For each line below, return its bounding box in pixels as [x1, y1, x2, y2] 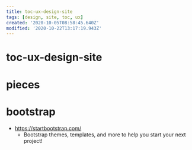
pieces [6, 78, 40, 91]
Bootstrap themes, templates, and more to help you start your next [23, 131, 186, 138]
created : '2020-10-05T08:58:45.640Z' [6, 20, 100, 25]
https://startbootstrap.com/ [14, 125, 82, 132]
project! [23, 137, 43, 144]
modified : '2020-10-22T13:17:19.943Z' [6, 25, 102, 31]
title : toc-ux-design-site [6, 8, 73, 15]
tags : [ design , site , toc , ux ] [6, 14, 84, 20]
